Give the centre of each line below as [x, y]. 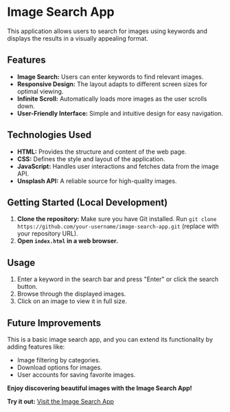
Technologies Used [49, 135]
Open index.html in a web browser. [68, 241]
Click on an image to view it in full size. [72, 301]
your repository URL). [47, 234]
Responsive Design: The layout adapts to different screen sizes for [112, 84]
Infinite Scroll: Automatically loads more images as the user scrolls [112, 99]
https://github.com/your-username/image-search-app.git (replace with [118, 226]
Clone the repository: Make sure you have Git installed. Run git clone [117, 219]
